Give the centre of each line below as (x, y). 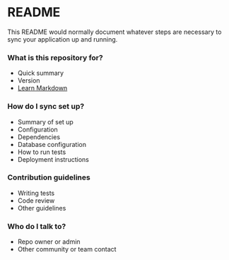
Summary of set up (46, 122)
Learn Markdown (42, 88)
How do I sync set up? (46, 107)
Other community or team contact (67, 249)
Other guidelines (42, 208)
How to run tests (42, 152)
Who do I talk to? (37, 226)
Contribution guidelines (49, 177)
